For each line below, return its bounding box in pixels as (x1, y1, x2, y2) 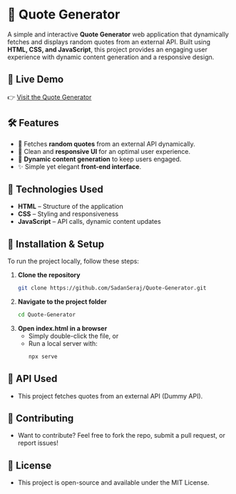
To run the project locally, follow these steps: (7, 257, 139, 266)
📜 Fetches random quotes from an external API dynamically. (17, 139, 196, 148)
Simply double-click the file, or (28, 331, 119, 340)
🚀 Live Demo (7, 73, 64, 86)
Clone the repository (17, 271, 81, 279)
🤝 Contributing (7, 413, 74, 425)
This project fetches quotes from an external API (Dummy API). (17, 391, 203, 400)
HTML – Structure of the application (17, 202, 123, 211)
